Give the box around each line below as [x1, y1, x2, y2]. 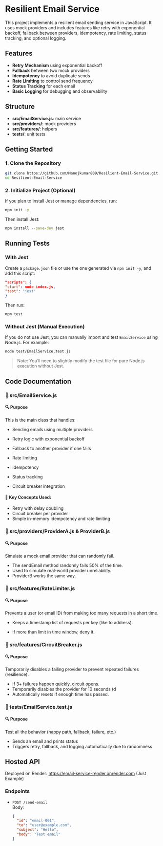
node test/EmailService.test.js [5, 349, 71, 354]
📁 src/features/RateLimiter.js [5, 585, 75, 592]
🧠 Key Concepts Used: [5, 495, 52, 500]
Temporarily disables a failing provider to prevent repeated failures [5, 666, 139, 672]
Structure [5, 103, 35, 111]
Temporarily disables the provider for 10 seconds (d [12, 686, 116, 692]
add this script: [5, 270, 35, 276]
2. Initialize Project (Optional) [5, 187, 76, 194]
